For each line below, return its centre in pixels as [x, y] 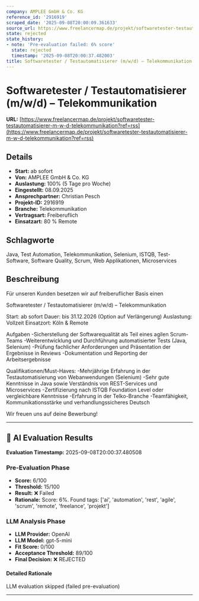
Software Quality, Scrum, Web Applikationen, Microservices [104, 261]
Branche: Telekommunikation [51, 209]
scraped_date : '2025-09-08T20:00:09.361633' [62, 23]
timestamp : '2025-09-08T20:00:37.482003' [63, 56]
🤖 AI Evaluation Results [50, 438]
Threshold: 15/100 [37, 487]
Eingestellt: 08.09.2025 [44, 190]
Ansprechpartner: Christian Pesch [57, 197]
